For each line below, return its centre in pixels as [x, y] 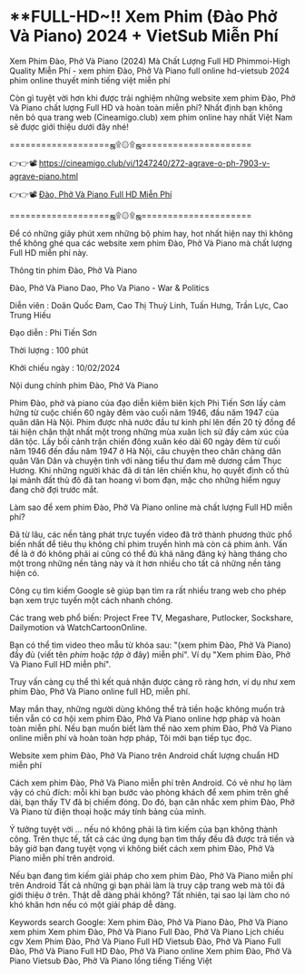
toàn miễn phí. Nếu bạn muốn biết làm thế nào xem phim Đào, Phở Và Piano [151, 728]
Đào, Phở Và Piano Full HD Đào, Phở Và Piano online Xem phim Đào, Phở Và [151, 951]
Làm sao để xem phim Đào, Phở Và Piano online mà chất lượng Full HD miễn [151, 507]
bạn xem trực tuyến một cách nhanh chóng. [91, 600]
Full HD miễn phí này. [49, 252]
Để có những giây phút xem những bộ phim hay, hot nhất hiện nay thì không [151, 233]
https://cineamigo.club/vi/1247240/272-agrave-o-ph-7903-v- [155, 163]
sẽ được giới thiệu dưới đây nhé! [69, 127]
